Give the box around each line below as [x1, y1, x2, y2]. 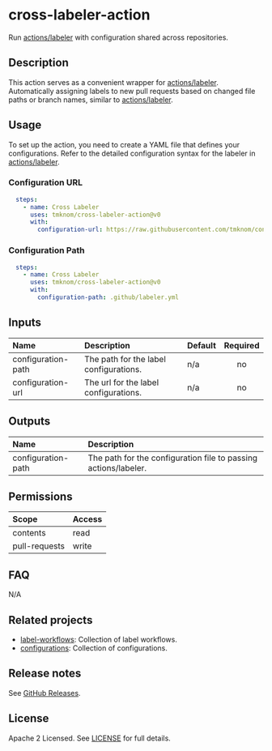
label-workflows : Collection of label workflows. [19, 634, 178, 644]
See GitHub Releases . [8, 688, 81, 698]
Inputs [8, 316, 42, 330]
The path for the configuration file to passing [87, 452, 257, 463]
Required [223, 339, 260, 351]
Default [187, 339, 217, 351]
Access [72, 514, 103, 525]
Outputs [8, 415, 51, 429]
